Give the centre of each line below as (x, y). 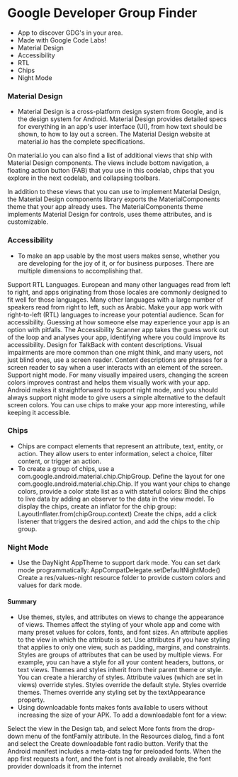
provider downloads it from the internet (64, 766)
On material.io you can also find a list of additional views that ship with (110, 155)
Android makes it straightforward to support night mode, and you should (113, 390)
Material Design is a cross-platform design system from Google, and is (121, 112)
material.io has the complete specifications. (81, 142)
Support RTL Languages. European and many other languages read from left (119, 284)
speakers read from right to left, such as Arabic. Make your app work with (115, 307)
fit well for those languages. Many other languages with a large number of (115, 300)
